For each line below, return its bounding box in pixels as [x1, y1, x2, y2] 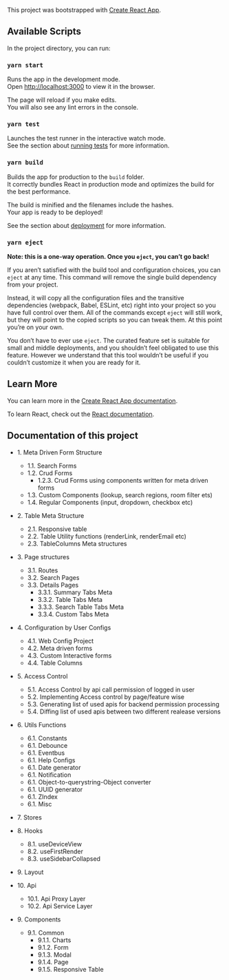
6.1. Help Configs [27, 755, 76, 764]
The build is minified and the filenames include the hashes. [7, 200, 174, 209]
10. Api [17, 881, 36, 889]
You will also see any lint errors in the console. [7, 103, 139, 112]
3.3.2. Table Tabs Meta [37, 595, 103, 603]
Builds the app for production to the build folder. [7, 172, 145, 181]
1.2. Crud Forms [27, 468, 73, 477]
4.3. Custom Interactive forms [27, 651, 112, 660]
